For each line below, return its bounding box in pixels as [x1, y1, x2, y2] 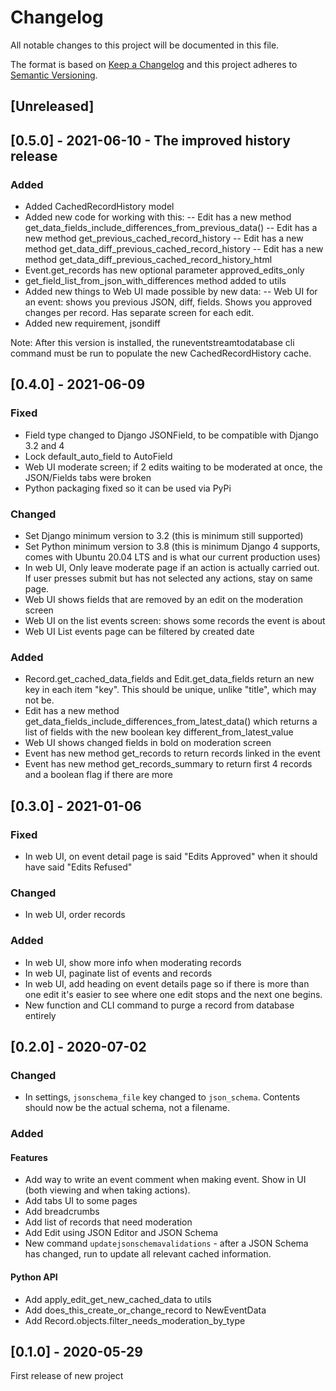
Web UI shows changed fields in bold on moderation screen [24, 737, 272, 749]
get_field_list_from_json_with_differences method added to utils [24, 275, 287, 287]
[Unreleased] [10, 98, 95, 115]
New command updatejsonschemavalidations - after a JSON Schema [24, 1237, 309, 1250]
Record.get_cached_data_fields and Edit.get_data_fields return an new [24, 673, 315, 685]
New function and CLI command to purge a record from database [24, 999, 295, 1011]
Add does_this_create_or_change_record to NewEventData [24, 1304, 267, 1316]
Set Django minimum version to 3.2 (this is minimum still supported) [24, 530, 304, 541]
